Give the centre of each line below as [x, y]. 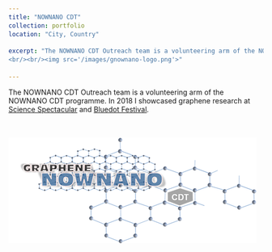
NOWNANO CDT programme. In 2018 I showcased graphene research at [130, 100]
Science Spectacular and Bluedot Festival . [79, 109]
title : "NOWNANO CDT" [45, 17]
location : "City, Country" [54, 34]
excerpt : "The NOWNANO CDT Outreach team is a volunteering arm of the [132, 51]
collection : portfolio [47, 25]
